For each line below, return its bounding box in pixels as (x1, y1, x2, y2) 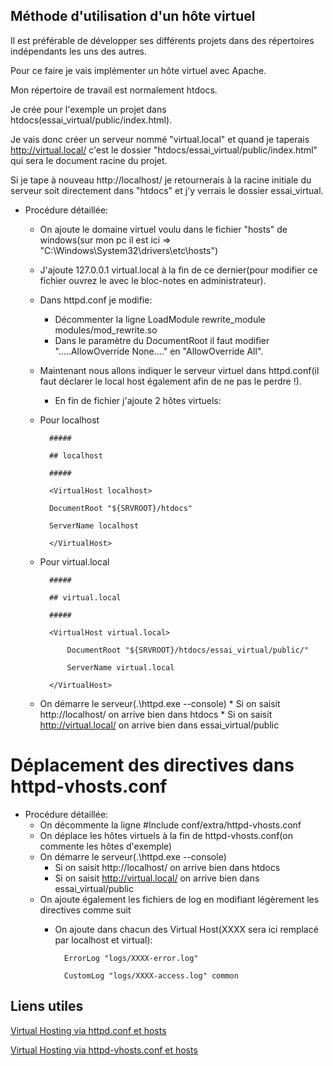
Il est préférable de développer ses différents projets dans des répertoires (10, 34, 315, 46)
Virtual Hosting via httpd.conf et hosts (10, 1024, 167, 1036)
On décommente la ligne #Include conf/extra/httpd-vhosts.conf (39, 819, 302, 831)
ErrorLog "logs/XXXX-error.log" (63, 953, 199, 963)
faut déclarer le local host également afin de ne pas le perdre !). (39, 375, 302, 387)
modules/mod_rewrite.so (54, 324, 158, 336)
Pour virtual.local (39, 555, 110, 568)
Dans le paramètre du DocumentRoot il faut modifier (54, 334, 270, 346)
